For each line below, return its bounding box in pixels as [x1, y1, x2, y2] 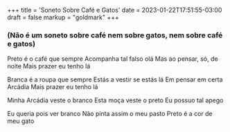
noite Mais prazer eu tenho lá [7, 62, 91, 70]
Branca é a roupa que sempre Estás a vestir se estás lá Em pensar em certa [7, 75, 223, 84]
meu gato [7, 117, 35, 125]
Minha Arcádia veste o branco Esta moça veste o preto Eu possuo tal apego [7, 96, 224, 104]
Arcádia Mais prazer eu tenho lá [7, 83, 98, 91]
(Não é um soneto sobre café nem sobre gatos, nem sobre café [7, 30, 223, 40]
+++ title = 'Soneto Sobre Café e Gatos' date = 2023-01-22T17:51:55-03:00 [7, 6, 222, 14]
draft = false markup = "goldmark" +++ [7, 13, 119, 21]
